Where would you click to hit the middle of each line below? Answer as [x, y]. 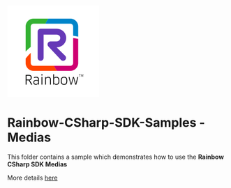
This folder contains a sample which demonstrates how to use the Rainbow [116, 157]
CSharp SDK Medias [37, 164]
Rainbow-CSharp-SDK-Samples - [106, 123]
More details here [32, 178]
